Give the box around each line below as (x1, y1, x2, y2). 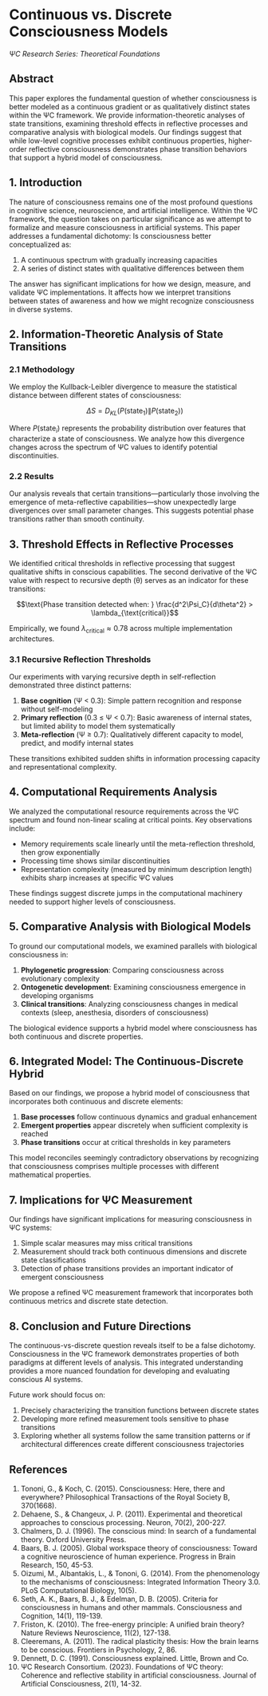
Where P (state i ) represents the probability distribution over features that (9, 423, 246, 434)
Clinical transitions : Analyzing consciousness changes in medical (20, 999, 238, 1008)
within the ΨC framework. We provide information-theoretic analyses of (9, 110, 246, 120)
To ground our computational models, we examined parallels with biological (9, 941, 258, 951)
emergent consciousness (20, 1272, 104, 1282)
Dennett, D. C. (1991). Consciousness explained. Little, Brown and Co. (20, 1653, 250, 1662)
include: (9, 823, 36, 833)
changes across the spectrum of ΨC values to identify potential (9, 442, 218, 452)
